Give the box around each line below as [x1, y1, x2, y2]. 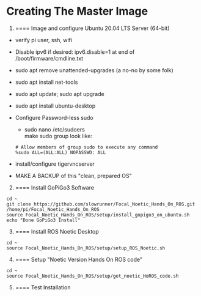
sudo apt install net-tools [15, 78, 78, 86]
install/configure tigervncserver [15, 160, 95, 168]
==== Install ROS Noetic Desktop [15, 228, 99, 235]
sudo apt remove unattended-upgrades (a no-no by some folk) [15, 66, 174, 74]
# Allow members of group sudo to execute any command [15, 144, 158, 150]
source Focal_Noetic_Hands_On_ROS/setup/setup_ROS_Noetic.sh [6, 245, 166, 251]
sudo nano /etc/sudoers [24, 125, 86, 133]
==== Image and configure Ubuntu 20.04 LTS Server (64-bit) [15, 24, 170, 32]
